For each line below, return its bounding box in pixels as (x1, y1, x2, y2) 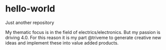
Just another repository (5, 19, 55, 25)
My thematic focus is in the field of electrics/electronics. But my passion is (5, 29, 160, 35)
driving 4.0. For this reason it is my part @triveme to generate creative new (5, 34, 161, 40)
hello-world (5, 3, 56, 14)
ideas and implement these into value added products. (5, 39, 119, 45)
